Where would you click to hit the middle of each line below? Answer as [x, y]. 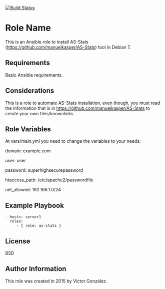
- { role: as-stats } [39, 226]
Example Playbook [34, 205]
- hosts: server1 [23, 217]
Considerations [30, 91]
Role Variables [28, 129]
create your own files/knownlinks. [40, 113]
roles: [16, 221]
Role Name [28, 28]
